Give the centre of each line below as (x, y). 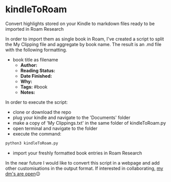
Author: (29, 65)
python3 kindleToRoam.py (32, 143)
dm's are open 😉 (23, 174)
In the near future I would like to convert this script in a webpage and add (82, 163)
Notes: (28, 92)
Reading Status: (38, 71)
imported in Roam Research (35, 29)
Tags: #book (34, 87)
